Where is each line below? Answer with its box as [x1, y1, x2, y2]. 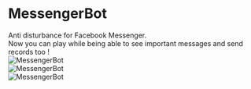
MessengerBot [8, 5, 108, 23]
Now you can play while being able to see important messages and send [8, 38, 244, 48]
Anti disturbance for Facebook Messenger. [8, 30, 147, 40]
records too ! [8, 47, 50, 56]
